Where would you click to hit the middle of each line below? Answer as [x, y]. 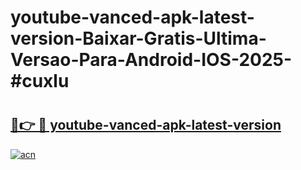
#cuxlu [40, 81]
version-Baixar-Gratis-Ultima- [138, 38]
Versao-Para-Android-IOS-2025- [151, 60]
